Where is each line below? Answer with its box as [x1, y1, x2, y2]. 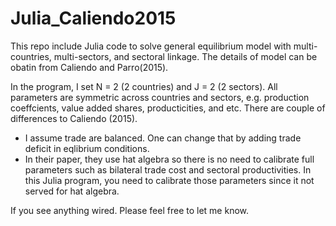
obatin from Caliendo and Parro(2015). [10, 61, 169, 73]
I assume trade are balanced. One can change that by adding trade [24, 132, 302, 144]
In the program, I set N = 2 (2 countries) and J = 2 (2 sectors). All [10, 80, 278, 92]
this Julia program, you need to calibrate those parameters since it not [24, 174, 315, 186]
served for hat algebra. [24, 185, 120, 197]
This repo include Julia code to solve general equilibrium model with [10, 40, 292, 52]
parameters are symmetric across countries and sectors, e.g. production [10, 91, 310, 103]
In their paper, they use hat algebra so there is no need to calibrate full [24, 153, 315, 165]
